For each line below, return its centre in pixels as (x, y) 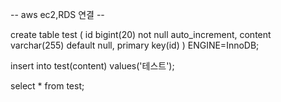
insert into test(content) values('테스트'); (92, 66)
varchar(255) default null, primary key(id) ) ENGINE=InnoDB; (135, 45)
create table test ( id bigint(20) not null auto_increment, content (141, 34)
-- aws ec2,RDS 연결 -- (57, 14)
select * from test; (47, 86)
